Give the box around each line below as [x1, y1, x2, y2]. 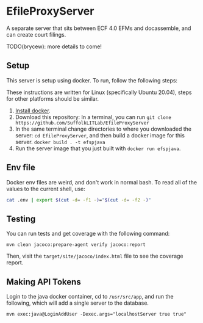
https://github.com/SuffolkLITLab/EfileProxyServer [15, 120, 149, 126]
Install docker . [15, 107, 51, 114]
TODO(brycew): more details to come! [6, 43, 102, 50]
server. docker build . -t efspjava [15, 138, 105, 145]
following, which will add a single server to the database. [6, 299, 149, 307]
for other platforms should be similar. [6, 95, 99, 102]
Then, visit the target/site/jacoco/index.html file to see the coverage [6, 252, 183, 260]
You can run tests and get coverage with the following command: [6, 230, 170, 238]
